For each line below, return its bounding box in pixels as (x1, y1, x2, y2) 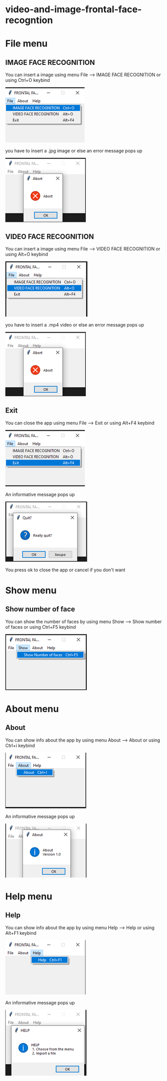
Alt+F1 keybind (5, 930, 37, 936)
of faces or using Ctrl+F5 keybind (5, 624, 76, 630)
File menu (5, 38, 48, 50)
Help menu (5, 891, 53, 902)
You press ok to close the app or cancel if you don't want (5, 566, 126, 573)
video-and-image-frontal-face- (5, 4, 142, 15)
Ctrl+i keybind (5, 742, 35, 748)
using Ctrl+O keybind (5, 77, 50, 83)
